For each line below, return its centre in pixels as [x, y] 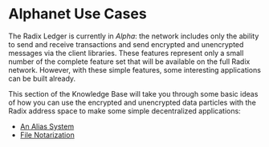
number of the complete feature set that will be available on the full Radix [129, 62]
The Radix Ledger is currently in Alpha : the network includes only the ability [134, 36]
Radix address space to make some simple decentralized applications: [124, 111]
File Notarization [47, 135]
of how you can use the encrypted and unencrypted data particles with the [132, 102]
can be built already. [42, 78]
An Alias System [47, 126]
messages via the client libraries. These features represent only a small [126, 53]
